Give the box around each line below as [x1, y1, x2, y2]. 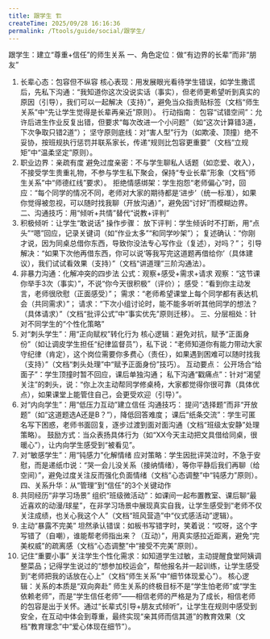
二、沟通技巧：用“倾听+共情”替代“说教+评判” [19, 208, 169, 218]
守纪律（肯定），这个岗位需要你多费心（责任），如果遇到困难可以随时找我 [19, 349, 260, 359]
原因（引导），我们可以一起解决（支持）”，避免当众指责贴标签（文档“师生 [19, 98, 260, 107]
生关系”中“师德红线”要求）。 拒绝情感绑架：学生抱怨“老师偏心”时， [19, 178, 239, 188]
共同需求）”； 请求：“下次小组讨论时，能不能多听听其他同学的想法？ [34, 299, 259, 309]
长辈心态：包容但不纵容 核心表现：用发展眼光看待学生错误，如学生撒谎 [19, 77, 255, 87]
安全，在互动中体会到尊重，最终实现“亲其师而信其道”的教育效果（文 [19, 612, 246, 621]
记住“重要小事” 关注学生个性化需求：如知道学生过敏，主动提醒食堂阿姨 [19, 551, 255, 561]
